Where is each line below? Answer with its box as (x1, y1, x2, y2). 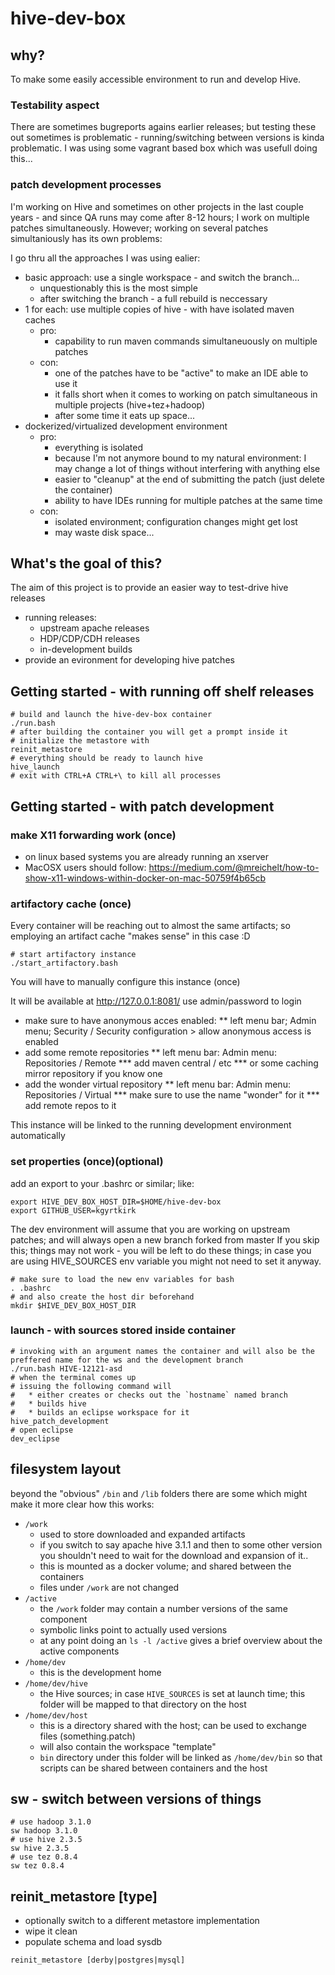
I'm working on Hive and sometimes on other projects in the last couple (10, 200, 304, 212)
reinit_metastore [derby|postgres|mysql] (10, 1955, 186, 1966)
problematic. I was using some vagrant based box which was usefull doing (10, 142, 318, 154)
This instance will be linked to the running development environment (10, 1119, 292, 1131)
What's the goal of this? (10, 555, 163, 572)
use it (54, 377, 78, 389)
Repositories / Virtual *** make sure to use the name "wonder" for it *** (24, 1089, 320, 1101)
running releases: (24, 612, 97, 624)
